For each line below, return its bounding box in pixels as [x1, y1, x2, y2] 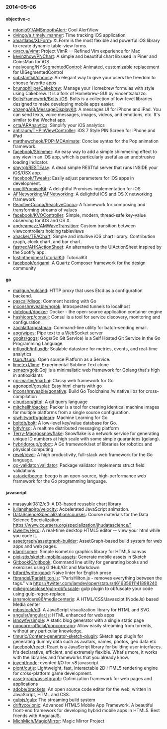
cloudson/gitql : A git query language [12, 399, 88, 405]
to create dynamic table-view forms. [12, 43, 87, 49]
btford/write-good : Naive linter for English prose [12, 570, 111, 576]
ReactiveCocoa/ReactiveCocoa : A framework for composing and [12, 202, 146, 208]
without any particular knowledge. [12, 628, 83, 634]
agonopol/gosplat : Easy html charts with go [12, 383, 102, 389]
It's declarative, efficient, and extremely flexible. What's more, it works [12, 649, 158, 655]
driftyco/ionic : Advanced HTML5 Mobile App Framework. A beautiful [12, 702, 154, 708]
